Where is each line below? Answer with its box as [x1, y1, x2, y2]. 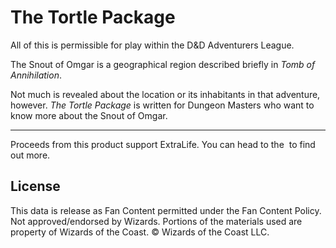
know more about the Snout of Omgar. [10, 109, 168, 121]
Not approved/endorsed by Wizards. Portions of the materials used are [10, 215, 303, 227]
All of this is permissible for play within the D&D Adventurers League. [10, 39, 295, 51]
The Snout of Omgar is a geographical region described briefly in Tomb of [10, 58, 316, 70]
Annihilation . [10, 69, 62, 81]
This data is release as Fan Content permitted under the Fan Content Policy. [10, 204, 322, 216]
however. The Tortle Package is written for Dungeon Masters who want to [10, 99, 315, 111]
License [10, 178, 61, 195]
